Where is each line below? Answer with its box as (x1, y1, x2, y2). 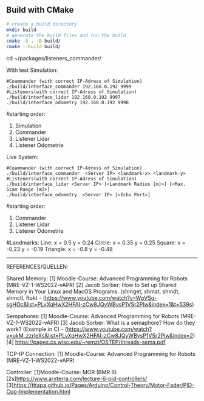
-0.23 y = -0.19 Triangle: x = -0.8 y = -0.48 (6, 246, 114, 253)
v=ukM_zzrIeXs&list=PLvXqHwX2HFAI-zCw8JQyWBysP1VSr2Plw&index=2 (6, 332, 194, 339)
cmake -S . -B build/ (6, 38, 61, 44)
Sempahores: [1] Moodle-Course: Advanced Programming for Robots (6, 313, 179, 320)
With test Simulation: (6, 66, 58, 74)
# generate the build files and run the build (6, 32, 126, 38)
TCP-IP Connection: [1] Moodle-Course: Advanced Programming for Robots (6, 350, 195, 358)
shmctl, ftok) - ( (6, 294, 46, 302)
